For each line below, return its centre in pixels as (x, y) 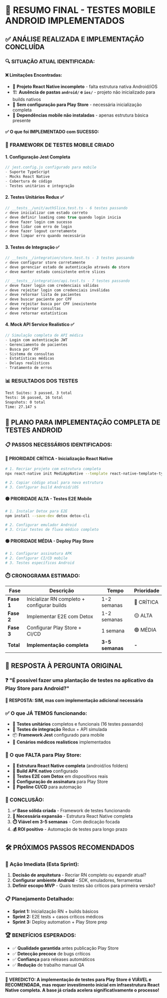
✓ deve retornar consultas (33, 309)
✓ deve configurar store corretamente (45, 263)
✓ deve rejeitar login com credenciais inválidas (58, 290)
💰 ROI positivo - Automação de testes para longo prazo (70, 829)
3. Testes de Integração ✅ (32, 247)
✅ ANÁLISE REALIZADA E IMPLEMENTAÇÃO (75, 39)
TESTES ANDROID (34, 430)
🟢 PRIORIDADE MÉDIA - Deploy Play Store (49, 541)
